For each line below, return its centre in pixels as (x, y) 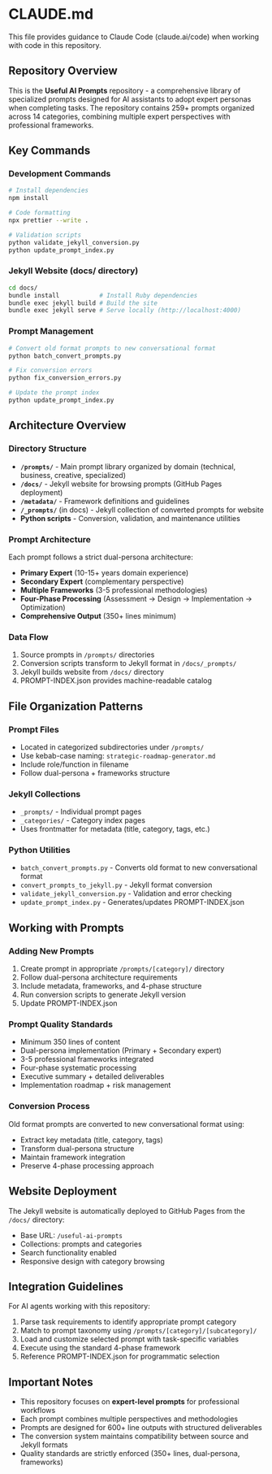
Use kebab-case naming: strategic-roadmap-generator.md (118, 755)
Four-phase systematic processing (78, 1068)
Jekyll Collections (45, 794)
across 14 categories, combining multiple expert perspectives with (119, 116)
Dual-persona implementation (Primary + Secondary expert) (121, 1050)
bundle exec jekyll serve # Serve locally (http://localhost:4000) (125, 311)
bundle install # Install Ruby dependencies (103, 295)
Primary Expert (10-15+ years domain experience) (104, 572)
